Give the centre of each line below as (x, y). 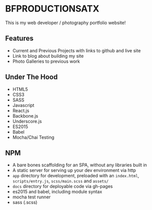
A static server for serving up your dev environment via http (74, 170)
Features (19, 38)
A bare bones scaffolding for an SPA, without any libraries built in (80, 165)
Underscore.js (27, 121)
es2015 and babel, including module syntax (57, 192)
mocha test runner (32, 197)
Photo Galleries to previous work (46, 61)
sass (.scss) (25, 202)
